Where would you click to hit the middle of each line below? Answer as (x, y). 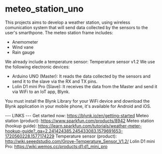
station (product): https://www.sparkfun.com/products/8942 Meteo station (80, 121)
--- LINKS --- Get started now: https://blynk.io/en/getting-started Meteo (77, 115)
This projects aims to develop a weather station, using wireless (68, 22)
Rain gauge (23, 52)
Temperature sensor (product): (86, 136)
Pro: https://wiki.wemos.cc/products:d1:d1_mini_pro (56, 146)
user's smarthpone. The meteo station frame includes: (59, 32)
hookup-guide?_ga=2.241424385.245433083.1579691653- (64, 131)
